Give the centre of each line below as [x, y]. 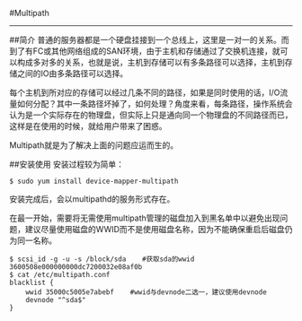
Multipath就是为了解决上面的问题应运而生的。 [93, 145]
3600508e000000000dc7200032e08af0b [76, 267]
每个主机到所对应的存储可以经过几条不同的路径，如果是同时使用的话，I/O [145, 92]
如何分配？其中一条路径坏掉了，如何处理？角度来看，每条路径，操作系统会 [155, 104]
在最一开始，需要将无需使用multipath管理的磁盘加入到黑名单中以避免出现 [145, 218]
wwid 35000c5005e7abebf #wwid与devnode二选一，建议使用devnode [146, 292]
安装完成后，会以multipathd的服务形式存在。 [92, 199]
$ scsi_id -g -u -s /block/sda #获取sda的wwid [102, 259]
